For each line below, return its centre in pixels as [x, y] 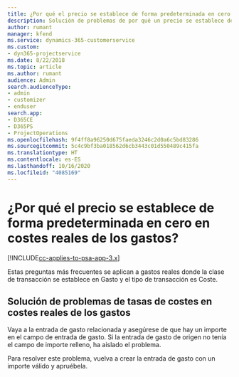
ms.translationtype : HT [43, 153]
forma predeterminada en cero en [109, 223]
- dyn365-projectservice [44, 54]
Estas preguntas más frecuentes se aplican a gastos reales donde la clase [116, 272]
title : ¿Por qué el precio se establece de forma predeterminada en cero [119, 14]
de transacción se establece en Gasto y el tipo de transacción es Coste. [113, 279]
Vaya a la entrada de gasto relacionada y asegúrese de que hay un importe [117, 330]
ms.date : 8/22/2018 [36, 60]
